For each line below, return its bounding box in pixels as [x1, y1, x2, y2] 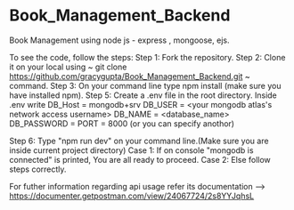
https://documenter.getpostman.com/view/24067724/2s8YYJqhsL [9, 190, 255, 201]
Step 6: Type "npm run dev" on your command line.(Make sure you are [9, 135, 269, 146]
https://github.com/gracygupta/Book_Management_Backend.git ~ [9, 70, 251, 81]
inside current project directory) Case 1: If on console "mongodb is [9, 144, 254, 156]
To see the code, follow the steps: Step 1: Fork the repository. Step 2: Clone [9, 52, 286, 62]
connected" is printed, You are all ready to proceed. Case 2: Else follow [9, 154, 272, 165]
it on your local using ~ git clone [9, 61, 127, 72]
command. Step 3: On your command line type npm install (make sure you [9, 80, 282, 91]
